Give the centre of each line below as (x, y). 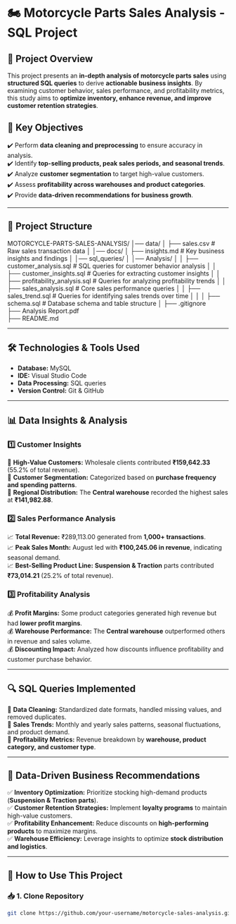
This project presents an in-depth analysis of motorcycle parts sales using (117, 75)
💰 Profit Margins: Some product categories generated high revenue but (112, 612)
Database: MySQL (44, 368)
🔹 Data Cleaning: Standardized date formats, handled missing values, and (114, 709)
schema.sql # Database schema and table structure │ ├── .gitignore (107, 303)
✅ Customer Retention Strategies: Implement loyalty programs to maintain (117, 808)
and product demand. (39, 732)
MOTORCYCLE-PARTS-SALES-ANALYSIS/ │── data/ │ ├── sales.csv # (111, 243)
